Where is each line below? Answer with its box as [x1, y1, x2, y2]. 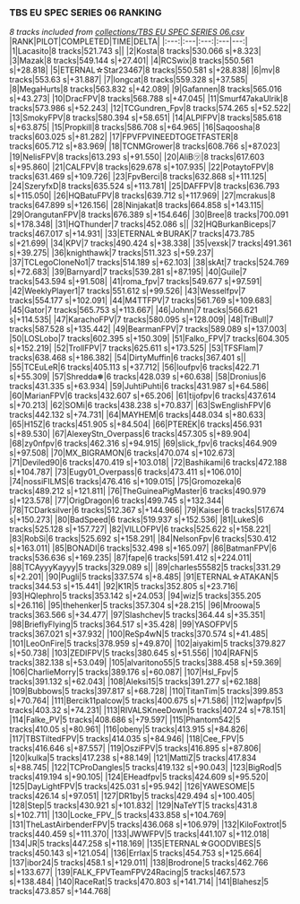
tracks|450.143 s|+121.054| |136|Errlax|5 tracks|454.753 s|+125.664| [9, 847, 262, 858]
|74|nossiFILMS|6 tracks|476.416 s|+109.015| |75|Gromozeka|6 [9, 476, 242, 487]
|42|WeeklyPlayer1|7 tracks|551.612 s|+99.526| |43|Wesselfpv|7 [9, 285, 246, 297]
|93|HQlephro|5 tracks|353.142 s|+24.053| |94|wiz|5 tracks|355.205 [9, 590, 261, 602]
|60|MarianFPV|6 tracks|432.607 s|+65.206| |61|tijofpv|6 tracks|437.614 [9, 390, 277, 401]
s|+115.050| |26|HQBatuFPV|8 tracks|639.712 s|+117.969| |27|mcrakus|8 [9, 190, 276, 201]
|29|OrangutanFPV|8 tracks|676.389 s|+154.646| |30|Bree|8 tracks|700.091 [9, 209, 289, 221]
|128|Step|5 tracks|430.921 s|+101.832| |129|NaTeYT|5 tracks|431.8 [9, 800, 258, 811]
